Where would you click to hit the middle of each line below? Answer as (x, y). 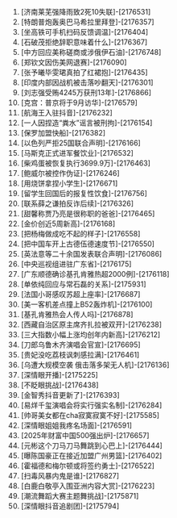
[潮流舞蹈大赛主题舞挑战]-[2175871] (80, 496)
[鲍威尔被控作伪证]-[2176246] (70, 173)
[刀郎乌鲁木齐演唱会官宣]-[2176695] (80, 345)
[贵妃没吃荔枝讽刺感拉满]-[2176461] (80, 355)
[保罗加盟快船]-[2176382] (63, 133)
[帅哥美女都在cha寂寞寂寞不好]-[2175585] (90, 415)
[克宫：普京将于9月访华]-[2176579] (79, 102)
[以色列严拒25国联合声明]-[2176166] (81, 143)
